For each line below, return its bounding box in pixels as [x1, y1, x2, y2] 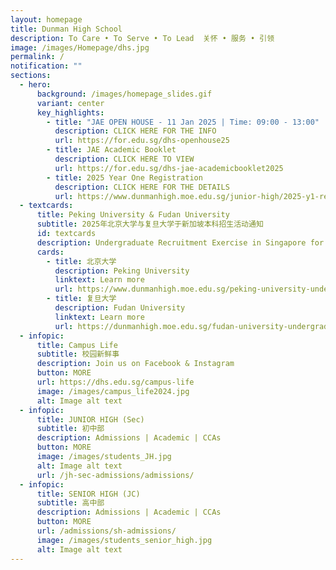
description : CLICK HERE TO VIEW [54, 154, 195, 164]
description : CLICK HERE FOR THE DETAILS [54, 182, 230, 192]
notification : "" [10, 61, 83, 71]
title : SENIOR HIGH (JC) [36, 489, 141, 499]
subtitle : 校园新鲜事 [36, 349, 120, 360]
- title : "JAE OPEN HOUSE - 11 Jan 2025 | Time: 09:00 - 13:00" [46, 117, 320, 127]
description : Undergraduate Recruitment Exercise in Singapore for [36, 237, 325, 248]
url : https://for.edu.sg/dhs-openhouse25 [54, 136, 230, 146]
